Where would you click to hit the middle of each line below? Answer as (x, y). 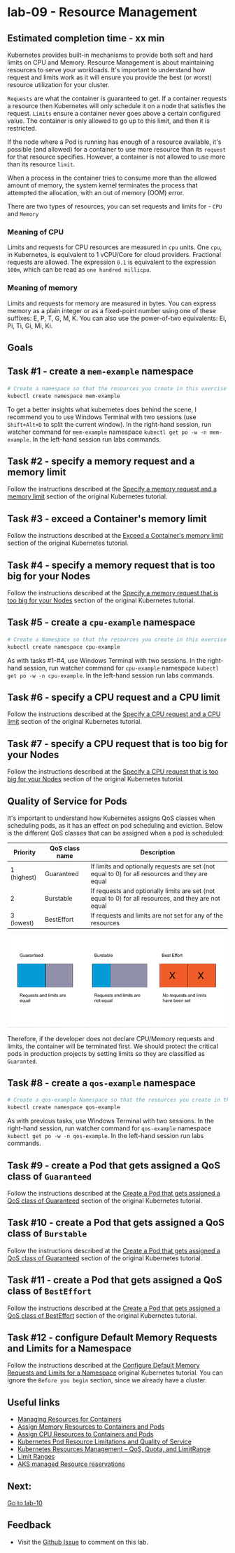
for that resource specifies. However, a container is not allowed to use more (116, 157)
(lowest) (22, 923)
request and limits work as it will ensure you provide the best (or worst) (109, 77)
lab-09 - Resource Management (102, 12)
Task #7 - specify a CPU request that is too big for (117, 744)
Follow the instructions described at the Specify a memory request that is (113, 593)
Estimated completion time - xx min (86, 38)
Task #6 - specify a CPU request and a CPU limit (114, 697)
